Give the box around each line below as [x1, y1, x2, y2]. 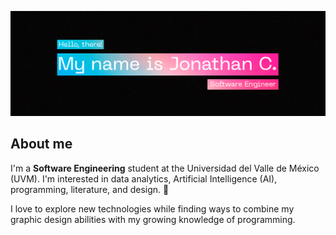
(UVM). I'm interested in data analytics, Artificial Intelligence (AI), [10, 172, 278, 185]
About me [10, 136, 73, 153]
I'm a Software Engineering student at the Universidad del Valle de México [10, 162, 320, 174]
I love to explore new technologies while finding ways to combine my [10, 202, 295, 215]
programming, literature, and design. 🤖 [10, 183, 170, 195]
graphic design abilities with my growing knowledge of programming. [10, 213, 296, 225]
